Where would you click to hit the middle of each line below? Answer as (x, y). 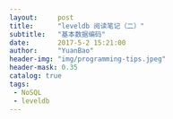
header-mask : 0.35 (43, 68)
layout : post (42, 17)
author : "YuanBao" (52, 51)
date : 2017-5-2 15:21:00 (68, 42)
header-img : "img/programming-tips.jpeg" (88, 59)
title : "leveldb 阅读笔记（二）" (77, 26)
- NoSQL (27, 92)
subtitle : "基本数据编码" (57, 34)
